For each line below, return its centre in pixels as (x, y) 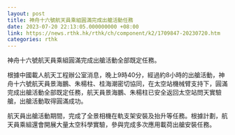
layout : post (26, 14)
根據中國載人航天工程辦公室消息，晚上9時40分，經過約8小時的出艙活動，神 (116, 75)
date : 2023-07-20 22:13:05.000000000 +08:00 (73, 26)
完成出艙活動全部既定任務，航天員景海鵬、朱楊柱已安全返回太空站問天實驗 (114, 93)
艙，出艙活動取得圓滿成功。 (47, 101)
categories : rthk (33, 40)
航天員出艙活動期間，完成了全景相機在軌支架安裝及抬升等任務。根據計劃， (114, 116)
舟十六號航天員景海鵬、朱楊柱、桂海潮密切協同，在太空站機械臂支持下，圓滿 (117, 84)
